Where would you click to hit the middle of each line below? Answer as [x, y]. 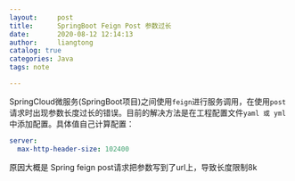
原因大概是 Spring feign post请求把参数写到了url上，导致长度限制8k [133, 167]
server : [24, 140]
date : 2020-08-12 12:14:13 [71, 34]
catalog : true [36, 51]
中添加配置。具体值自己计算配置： [72, 123]
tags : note [29, 68]
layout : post [41, 17]
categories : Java [41, 59]
